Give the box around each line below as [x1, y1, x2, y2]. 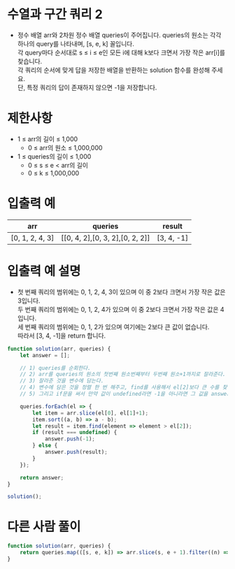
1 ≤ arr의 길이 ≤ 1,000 [17, 134, 78, 143]
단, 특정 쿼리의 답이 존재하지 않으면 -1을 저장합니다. [17, 83, 157, 92]
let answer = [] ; [20, 352, 71, 359]
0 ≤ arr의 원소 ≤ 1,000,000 [27, 143, 103, 152]
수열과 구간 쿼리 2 [7, 6, 103, 22]
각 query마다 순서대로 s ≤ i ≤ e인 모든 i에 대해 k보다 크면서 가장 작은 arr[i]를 [17, 48, 226, 57]
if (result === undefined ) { [32, 429, 117, 436]
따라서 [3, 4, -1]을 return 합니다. [17, 331, 106, 340]
